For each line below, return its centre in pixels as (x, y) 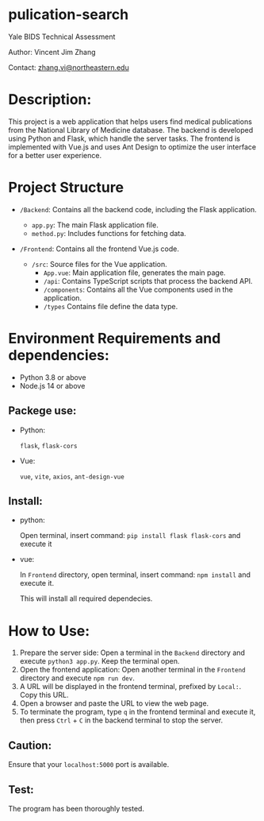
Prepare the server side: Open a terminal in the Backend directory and (132, 653)
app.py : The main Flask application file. (95, 225)
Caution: (30, 745)
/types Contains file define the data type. (111, 306)
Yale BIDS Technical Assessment (62, 37)
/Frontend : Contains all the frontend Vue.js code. (99, 249)
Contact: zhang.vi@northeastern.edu (69, 67)
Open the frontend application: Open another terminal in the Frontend (132, 670)
